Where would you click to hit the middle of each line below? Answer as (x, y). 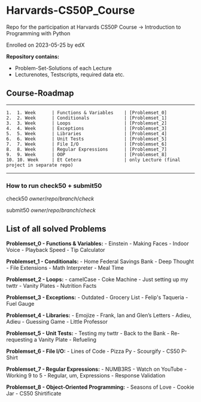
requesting (19, 339)
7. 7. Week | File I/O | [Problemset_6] (87, 144)
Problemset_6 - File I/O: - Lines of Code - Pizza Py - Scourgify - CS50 (93, 351)
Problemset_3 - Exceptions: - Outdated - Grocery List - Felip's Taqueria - (97, 297)
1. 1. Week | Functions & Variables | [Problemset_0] (87, 112)
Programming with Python (38, 33)
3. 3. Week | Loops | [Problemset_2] (87, 123)
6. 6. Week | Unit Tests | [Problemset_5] (87, 139)
